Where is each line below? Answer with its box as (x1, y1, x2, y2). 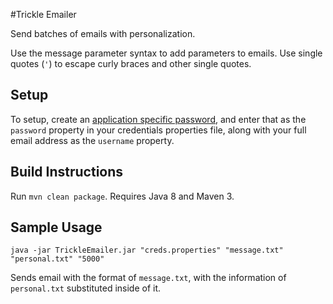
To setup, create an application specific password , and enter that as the (10, 113, 307, 125)
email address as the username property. (10, 134, 175, 146)
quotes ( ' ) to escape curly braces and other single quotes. (10, 58, 252, 69)
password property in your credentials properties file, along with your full (10, 124, 307, 136)
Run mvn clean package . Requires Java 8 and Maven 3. (10, 190, 235, 202)
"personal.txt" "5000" (10, 254, 105, 264)
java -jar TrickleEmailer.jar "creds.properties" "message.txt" (10, 245, 284, 256)
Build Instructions (10, 164, 124, 181)
